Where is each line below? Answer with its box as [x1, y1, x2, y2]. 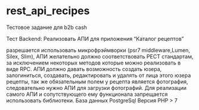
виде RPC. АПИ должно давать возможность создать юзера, [6, 65, 162, 72]
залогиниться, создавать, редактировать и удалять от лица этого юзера [6, 72, 191, 79]
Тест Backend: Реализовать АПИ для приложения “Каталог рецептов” [6, 35, 184, 42]
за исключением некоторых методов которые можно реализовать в [6, 59, 181, 66]
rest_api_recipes [6, 4, 90, 18]
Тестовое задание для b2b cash [6, 24, 88, 31]
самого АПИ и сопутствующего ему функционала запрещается [6, 90, 168, 98]
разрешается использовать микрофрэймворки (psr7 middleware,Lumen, [6, 46, 191, 54]
